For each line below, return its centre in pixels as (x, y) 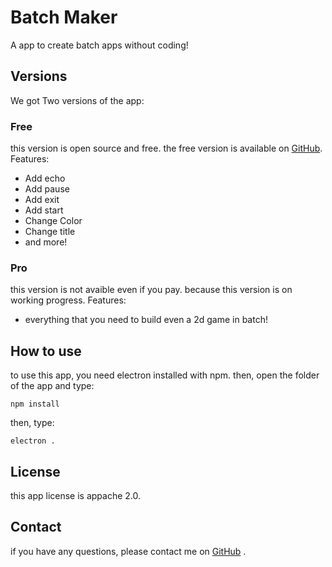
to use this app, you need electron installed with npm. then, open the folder (165, 375)
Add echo (45, 178)
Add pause (47, 189)
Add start (44, 210)
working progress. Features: (68, 300)
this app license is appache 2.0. (76, 495)
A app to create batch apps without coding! (99, 45)
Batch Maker (64, 17)
